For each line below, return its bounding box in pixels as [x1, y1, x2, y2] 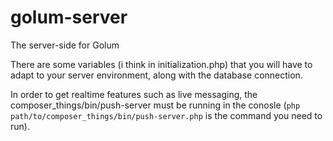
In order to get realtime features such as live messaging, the [10, 88, 258, 100]
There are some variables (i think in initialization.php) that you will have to [10, 58, 313, 70]
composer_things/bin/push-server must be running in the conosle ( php [10, 99, 301, 111]
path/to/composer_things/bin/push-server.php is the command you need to [10, 109, 323, 121]
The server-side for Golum [10, 39, 120, 51]
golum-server [10, 6, 128, 29]
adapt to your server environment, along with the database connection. [10, 69, 303, 81]
